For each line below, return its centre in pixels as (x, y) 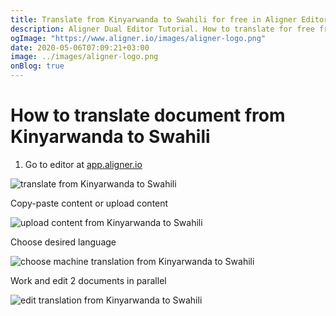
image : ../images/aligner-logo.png (84, 57)
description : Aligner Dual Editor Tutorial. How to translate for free (162, 29)
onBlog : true (37, 66)
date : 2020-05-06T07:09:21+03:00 (80, 47)
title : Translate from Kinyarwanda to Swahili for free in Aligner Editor (169, 19)
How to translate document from (148, 115)
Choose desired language (63, 242)
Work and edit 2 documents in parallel (88, 280)
